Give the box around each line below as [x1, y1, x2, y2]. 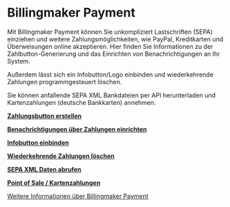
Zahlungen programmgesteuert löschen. [7, 77, 122, 86]
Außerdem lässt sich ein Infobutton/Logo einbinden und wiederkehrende [7, 70, 214, 79]
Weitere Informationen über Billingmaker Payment [7, 192, 148, 200]
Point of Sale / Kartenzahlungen [7, 178, 101, 187]
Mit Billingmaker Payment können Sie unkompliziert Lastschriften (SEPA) [7, 28, 213, 36]
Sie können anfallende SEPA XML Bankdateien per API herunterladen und [7, 91, 216, 99]
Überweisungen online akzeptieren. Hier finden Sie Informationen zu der [7, 42, 213, 50]
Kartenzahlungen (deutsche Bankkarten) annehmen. [7, 98, 157, 106]
